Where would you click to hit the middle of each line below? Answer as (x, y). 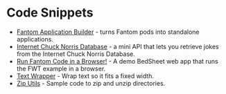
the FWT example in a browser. (61, 68)
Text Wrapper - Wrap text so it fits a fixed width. (85, 76)
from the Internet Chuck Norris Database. (76, 54)
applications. (35, 39)
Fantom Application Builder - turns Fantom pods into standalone (108, 32)
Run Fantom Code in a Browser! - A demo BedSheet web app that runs (118, 61)
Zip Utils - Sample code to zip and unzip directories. (91, 83)
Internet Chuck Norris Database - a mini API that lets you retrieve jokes (118, 46)
